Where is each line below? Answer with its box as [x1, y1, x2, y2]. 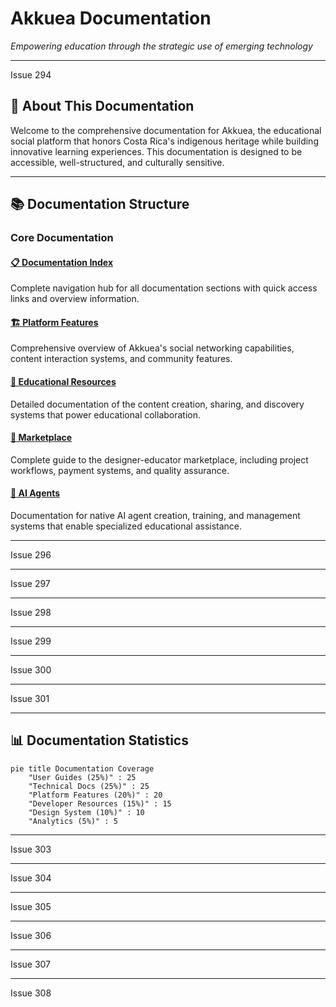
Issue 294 [10, 68, 52, 81]
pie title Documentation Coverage [10, 763, 155, 774]
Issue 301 [10, 693, 50, 705]
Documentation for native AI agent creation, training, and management [10, 510, 301, 522]
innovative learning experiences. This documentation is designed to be [10, 145, 303, 157]
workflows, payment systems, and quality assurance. [10, 464, 230, 476]
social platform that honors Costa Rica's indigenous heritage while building [10, 135, 319, 147]
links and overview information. [10, 293, 140, 305]
